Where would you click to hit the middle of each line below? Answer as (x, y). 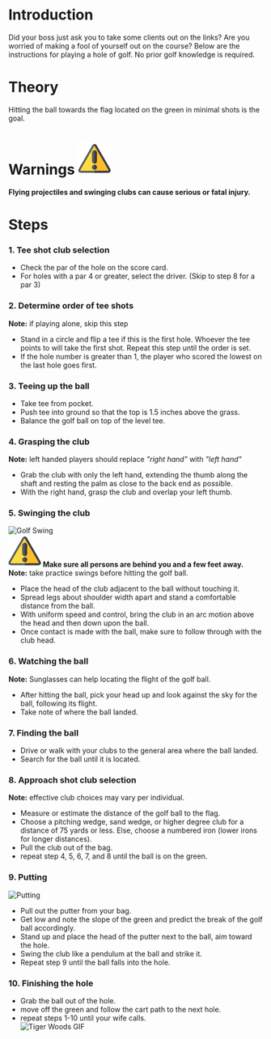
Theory (34, 87)
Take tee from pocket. (57, 403)
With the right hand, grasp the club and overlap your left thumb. (126, 492)
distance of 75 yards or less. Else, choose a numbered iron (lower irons (138, 830)
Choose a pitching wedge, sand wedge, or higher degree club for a (132, 822)
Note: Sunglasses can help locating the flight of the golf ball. (110, 679)
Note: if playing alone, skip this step (68, 323)
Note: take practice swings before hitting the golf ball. (98, 573)
